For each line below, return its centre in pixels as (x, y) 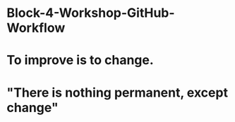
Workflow (36, 28)
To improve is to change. (80, 60)
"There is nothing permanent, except (117, 92)
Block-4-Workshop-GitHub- (91, 13)
